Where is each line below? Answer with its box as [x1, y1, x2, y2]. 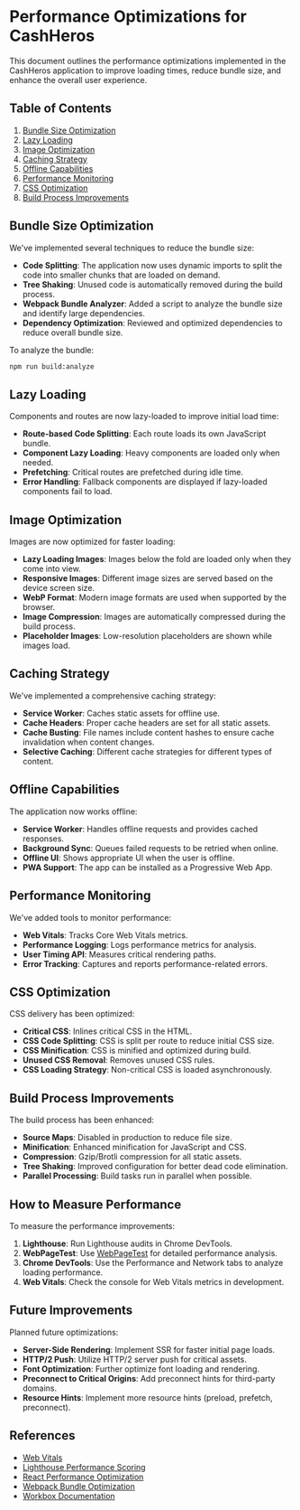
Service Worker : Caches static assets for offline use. [22, 708, 221, 718]
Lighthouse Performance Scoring [22, 1461, 146, 1472]
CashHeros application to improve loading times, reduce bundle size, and [9, 65, 282, 76]
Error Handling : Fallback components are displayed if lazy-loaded [22, 476, 268, 487]
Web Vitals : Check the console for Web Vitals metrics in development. [22, 1276, 285, 1287]
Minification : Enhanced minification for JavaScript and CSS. [22, 1141, 247, 1153]
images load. [22, 640, 70, 652]
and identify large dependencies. [22, 307, 146, 318]
